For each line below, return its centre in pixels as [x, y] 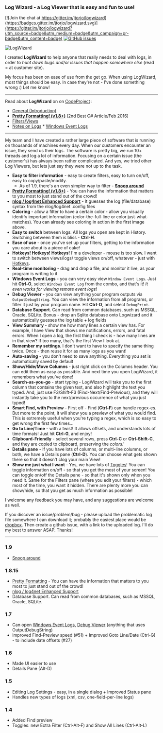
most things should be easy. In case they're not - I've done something [75, 82]
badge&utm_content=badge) [34, 38]
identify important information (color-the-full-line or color [69, 217]
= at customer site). [25, 68]
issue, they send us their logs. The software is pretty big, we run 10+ [73, 151]
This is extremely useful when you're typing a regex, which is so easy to [84, 418]
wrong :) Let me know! [27, 87]
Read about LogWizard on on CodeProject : [49, 102]
